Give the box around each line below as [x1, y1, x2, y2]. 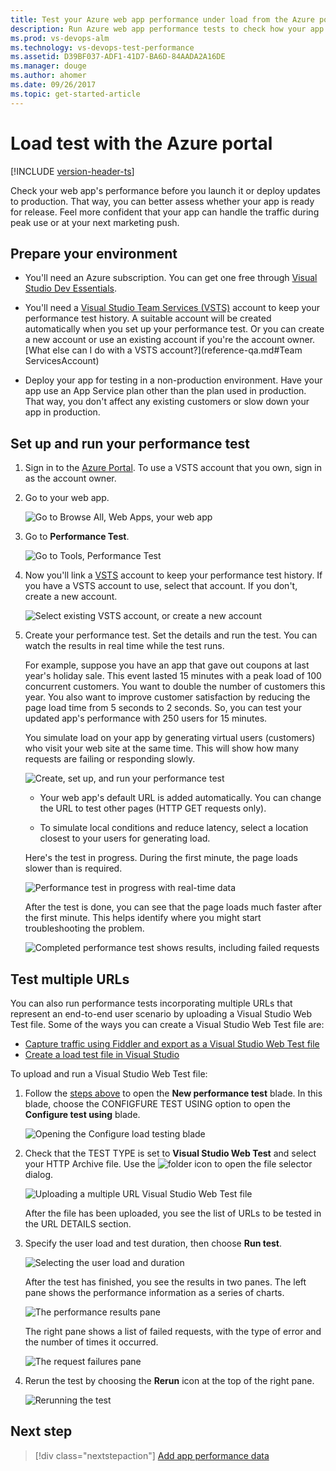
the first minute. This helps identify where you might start [24, 912, 262, 924]
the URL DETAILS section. [24, 1218, 132, 1230]
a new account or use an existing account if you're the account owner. [24, 334, 316, 346]
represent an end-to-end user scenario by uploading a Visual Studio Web [10, 1008, 313, 1020]
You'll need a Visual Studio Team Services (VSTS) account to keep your [24, 302, 321, 314]
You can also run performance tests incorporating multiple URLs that [10, 997, 293, 1009]
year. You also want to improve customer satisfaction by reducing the [24, 691, 311, 703]
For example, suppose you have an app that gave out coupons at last [24, 659, 310, 671]
